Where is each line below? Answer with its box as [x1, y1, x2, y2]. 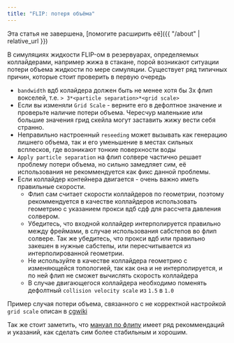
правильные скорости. [17, 182, 86, 190]
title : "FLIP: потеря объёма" [7, 10, 96, 17]
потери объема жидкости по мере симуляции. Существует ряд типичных [7, 65, 228, 73]
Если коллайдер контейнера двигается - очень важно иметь [17, 175, 199, 183]
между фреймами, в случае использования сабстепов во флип [27, 227, 217, 235]
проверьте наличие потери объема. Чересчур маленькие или [17, 108, 203, 116]
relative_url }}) [7, 36, 48, 45]
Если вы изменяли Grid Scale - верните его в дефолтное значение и [17, 100, 222, 109]
